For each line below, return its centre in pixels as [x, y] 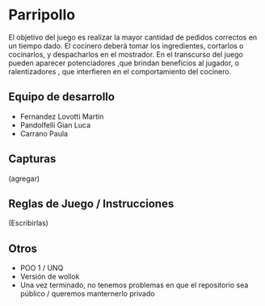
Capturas [32, 159]
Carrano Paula [44, 133]
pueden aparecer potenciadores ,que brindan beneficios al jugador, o [124, 63]
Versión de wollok [50, 277]
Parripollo [42, 15]
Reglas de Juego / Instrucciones [91, 203]
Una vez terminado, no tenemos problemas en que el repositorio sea [134, 285]
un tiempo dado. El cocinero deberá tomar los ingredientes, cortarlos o [126, 45]
